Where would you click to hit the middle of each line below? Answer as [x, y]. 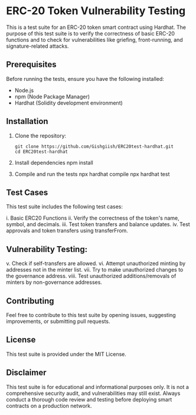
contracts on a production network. [49, 406]
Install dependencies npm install [54, 162]
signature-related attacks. [37, 46]
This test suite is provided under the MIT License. [66, 354]
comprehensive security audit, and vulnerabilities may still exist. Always [93, 393]
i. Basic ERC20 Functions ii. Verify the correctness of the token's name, [93, 218]
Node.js [24, 90]
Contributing [30, 301]
